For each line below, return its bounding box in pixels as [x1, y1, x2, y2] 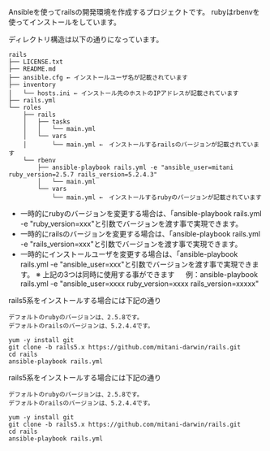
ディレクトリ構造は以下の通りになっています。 [8, 35, 164, 44]
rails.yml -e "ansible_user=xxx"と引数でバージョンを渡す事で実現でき [19, 259, 253, 269]
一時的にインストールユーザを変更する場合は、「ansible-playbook [19, 249, 238, 258]
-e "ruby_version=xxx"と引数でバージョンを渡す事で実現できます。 [19, 219, 243, 228]
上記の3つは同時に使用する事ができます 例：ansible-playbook [42, 270, 258, 279]
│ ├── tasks [23, 118, 71, 126]
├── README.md [8, 65, 57, 73]
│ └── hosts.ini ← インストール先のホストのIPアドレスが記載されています [8, 89, 239, 98]
